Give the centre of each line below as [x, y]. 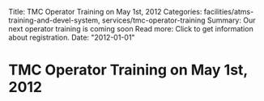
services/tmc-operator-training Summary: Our [179, 20]
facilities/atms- [229, 12]
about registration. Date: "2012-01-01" [72, 37]
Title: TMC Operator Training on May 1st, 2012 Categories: [105, 12]
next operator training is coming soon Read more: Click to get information [131, 29]
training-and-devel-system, [54, 20]
